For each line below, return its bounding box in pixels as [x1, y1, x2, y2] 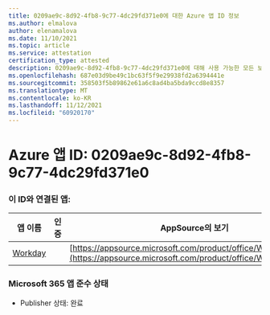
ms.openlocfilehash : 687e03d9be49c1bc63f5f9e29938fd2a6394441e [8, 72, 225, 80]
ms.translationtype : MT [8, 86, 88, 95]
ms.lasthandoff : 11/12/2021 [8, 101, 103, 109]
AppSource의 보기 [160, 223, 229, 234]
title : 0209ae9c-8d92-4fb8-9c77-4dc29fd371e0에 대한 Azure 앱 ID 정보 [8, 11, 239, 20]
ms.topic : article [8, 42, 70, 50]
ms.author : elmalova [8, 19, 78, 27]
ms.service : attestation [8, 49, 92, 57]
